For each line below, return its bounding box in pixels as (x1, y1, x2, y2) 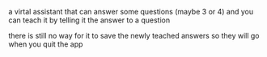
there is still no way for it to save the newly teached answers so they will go (8, 31, 260, 40)
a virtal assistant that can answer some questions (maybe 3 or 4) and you (8, 7, 253, 16)
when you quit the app (8, 39, 83, 49)
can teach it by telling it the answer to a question (8, 15, 171, 25)
